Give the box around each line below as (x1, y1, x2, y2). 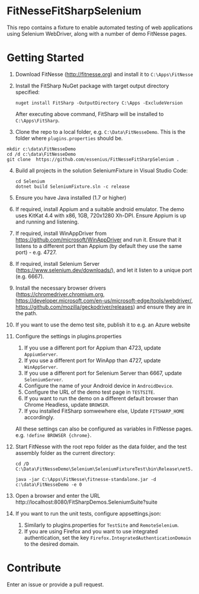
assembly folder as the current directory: (15, 449, 115, 456)
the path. (15, 309, 38, 316)
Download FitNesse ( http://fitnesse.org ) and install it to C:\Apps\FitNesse (15, 70, 193, 78)
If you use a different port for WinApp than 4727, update (24, 357, 161, 364)
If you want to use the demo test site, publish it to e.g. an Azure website (15, 321, 191, 328)
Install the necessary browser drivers (15, 284, 106, 291)
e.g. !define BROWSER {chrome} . (15, 431, 92, 438)
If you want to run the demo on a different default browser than (24, 394, 178, 402)
